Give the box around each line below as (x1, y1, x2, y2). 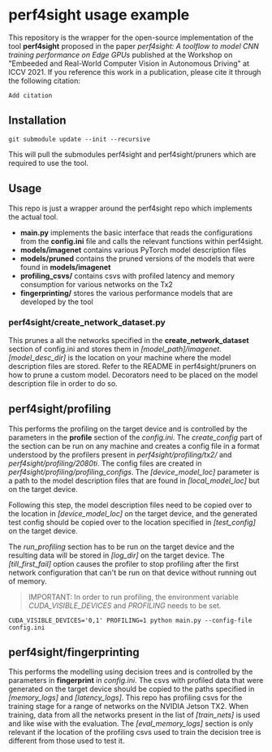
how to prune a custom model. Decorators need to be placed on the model (8, 370, 258, 380)
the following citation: (8, 76, 81, 85)
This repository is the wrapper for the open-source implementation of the (8, 33, 254, 42)
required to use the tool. (8, 158, 89, 167)
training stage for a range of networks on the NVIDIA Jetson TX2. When (8, 702, 249, 711)
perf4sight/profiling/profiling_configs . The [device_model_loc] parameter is (8, 467, 260, 476)
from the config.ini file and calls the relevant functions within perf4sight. (19, 236, 264, 246)
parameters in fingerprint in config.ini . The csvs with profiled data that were (8, 676, 264, 685)
